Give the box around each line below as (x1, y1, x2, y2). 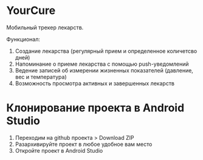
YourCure (6, 4, 56, 18)
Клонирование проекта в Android (6, 101, 185, 115)
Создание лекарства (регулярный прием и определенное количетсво (15, 47, 198, 55)
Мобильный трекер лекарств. (6, 24, 84, 31)
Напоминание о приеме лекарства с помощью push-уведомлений (15, 60, 190, 68)
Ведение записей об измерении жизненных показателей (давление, (15, 66, 193, 74)
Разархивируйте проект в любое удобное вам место (15, 141, 153, 148)
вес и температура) (15, 73, 67, 80)
